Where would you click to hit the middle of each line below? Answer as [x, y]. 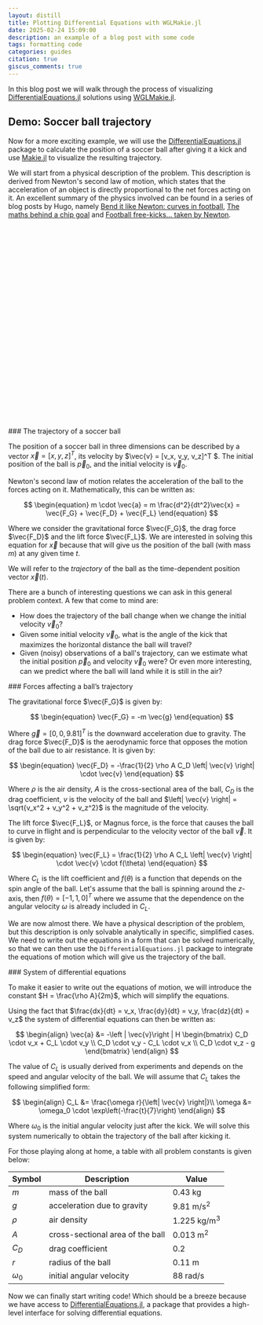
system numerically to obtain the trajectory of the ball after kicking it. [120, 1136]
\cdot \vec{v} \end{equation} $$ [132, 774]
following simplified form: [49, 1087]
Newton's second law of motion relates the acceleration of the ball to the [126, 481]
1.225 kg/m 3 [197, 1220]
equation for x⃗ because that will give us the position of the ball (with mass [130, 545]
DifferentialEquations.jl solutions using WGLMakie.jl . [92, 97]
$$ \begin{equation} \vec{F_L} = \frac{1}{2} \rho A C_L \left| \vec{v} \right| [132, 855]
